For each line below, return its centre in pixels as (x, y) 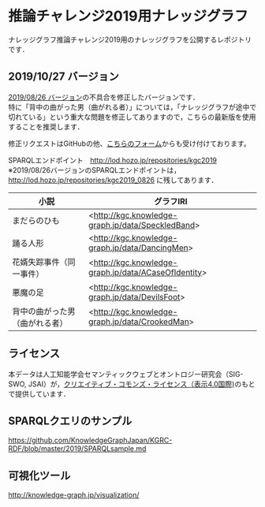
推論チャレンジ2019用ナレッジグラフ (128, 16)
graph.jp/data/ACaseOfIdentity (145, 272)
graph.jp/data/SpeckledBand (142, 225)
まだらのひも (36, 220)
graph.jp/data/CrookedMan (138, 322)
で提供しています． (39, 393)
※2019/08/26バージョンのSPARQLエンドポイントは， (95, 170)
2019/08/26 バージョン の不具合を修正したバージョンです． (104, 97)
